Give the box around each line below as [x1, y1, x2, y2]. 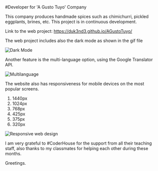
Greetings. [5, 160, 26, 166]
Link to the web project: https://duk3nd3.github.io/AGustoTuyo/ [5, 28, 133, 34]
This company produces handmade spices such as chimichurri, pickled [5, 14, 149, 19]
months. [5, 151, 22, 156]
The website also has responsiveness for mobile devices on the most [5, 81, 144, 86]
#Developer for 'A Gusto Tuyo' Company [5, 4, 87, 10]
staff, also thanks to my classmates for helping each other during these [5, 146, 148, 151]
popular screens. [5, 86, 39, 92]
